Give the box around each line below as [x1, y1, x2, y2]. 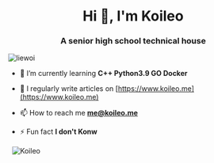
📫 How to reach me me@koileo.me [19, 108, 139, 118]
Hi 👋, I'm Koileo [82, 7, 184, 25]
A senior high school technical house [60, 36, 206, 47]
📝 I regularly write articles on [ [19, 84, 119, 93]
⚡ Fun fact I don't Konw [19, 127, 97, 137]
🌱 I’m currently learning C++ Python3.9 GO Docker [19, 69, 188, 78]
